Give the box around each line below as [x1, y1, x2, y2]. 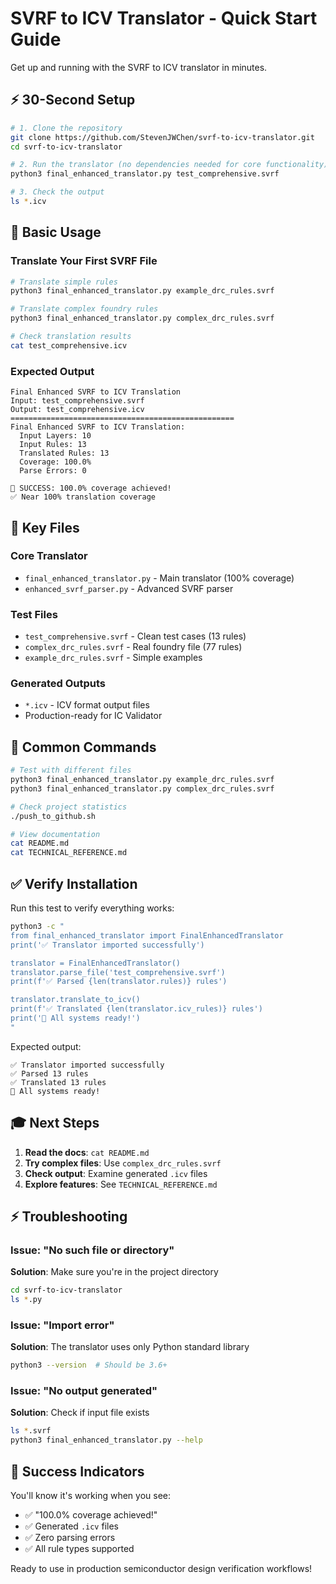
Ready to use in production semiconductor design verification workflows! [10, 1563, 313, 1575]
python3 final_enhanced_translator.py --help [10, 1435, 203, 1446]
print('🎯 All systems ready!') [10, 1013, 141, 1024]
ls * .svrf [10, 1426, 52, 1436]
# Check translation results [10, 332, 132, 342]
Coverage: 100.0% [19, 457, 92, 467]
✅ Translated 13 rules [10, 1077, 107, 1087]
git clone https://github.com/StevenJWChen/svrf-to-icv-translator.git [10, 132, 315, 142]
